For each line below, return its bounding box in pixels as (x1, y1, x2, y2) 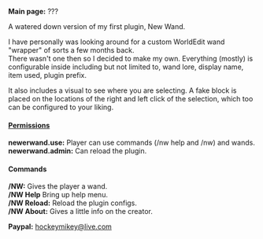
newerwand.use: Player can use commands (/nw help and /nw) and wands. (8, 138, 256, 148)
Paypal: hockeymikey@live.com (8, 222, 113, 231)
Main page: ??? (8, 7, 59, 16)
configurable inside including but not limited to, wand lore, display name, (8, 62, 244, 72)
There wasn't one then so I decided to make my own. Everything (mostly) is (8, 54, 254, 63)
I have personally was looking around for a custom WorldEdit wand (8, 37, 225, 46)
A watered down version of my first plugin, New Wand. (8, 22, 186, 31)
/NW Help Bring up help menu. (8, 190, 109, 200)
